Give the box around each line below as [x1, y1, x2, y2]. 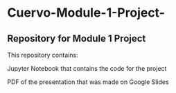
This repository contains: [7, 51, 78, 59]
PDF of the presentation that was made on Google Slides [7, 78, 169, 86]
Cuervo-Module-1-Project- [7, 5, 165, 21]
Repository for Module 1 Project [7, 33, 146, 44]
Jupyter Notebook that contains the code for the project [7, 65, 167, 72]
